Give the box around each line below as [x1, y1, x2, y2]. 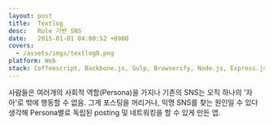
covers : [8, 42, 35, 50]
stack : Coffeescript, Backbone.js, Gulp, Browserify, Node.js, [8, 65, 227, 73]
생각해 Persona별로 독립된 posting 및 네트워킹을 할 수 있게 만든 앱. [8, 107, 221, 117]
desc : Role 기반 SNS [8, 27, 82, 35]
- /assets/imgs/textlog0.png [15, 49, 115, 57]
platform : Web [8, 57, 57, 65]
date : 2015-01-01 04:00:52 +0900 [8, 34, 129, 43]
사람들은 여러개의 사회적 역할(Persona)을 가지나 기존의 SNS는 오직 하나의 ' [8, 87, 246, 97]
